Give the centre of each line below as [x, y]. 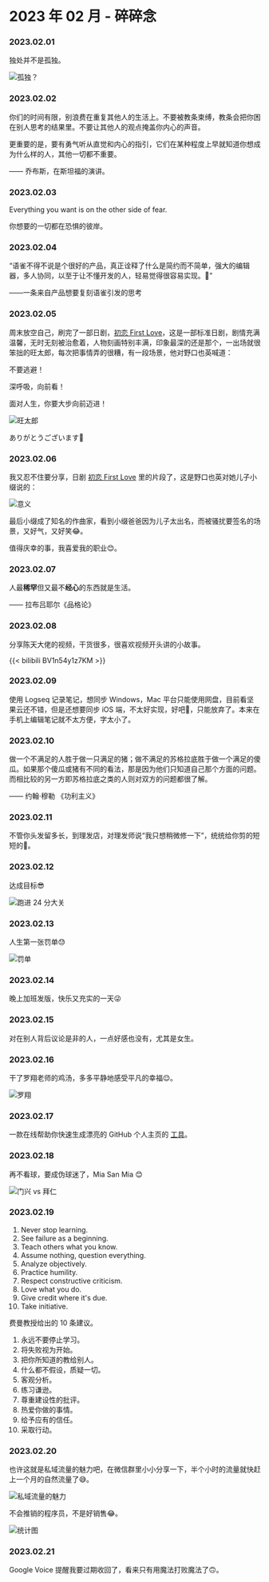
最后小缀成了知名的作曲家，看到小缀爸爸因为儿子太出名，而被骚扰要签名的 [131, 521]
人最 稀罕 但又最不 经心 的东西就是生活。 [72, 588]
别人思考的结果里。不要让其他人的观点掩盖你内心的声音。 [110, 127]
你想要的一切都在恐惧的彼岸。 [58, 226]
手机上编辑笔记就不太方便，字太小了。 [72, 719]
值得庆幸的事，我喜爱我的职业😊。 [65, 548]
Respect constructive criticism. [71, 1280]
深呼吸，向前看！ [37, 386]
